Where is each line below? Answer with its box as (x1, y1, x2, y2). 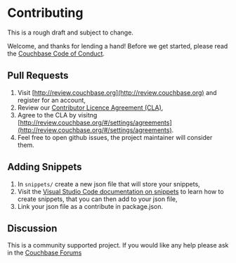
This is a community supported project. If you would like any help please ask (7, 241, 229, 250)
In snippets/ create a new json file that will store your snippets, (17, 179, 200, 188)
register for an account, (17, 96, 86, 104)
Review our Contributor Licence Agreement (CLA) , (17, 103, 164, 112)
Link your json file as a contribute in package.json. (17, 202, 164, 210)
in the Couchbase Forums (7, 248, 82, 257)
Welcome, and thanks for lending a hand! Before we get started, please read (7, 41, 228, 50)
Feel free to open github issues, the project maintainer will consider (17, 133, 213, 141)
